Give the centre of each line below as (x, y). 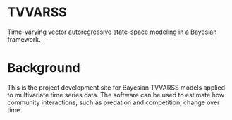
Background (44, 68)
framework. (24, 39)
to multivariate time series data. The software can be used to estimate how (116, 95)
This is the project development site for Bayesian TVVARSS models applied (116, 87)
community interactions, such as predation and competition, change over (114, 102)
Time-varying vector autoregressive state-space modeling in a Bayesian (112, 32)
